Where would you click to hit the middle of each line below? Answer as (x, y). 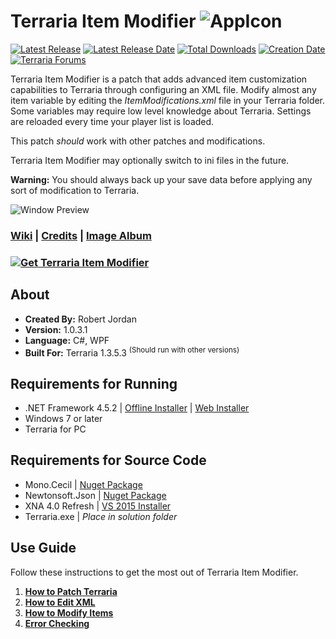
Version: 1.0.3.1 (56, 329)
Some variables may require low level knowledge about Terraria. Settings (161, 111)
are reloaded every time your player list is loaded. (112, 121)
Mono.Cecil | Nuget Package (83, 484)
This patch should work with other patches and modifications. (138, 141)
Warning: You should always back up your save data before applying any (161, 179)
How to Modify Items (69, 612)
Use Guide (43, 548)
